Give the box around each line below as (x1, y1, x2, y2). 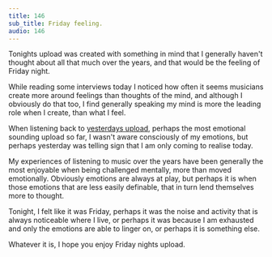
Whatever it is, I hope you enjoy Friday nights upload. (8, 240, 186, 250)
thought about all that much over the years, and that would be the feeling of (8, 58, 261, 67)
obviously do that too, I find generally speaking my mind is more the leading (8, 99, 261, 109)
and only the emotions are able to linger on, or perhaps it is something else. (8, 224, 261, 233)
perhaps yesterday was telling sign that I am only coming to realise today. (8, 141, 253, 151)
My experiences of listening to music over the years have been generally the (8, 156, 264, 166)
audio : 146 (8, 27, 45, 35)
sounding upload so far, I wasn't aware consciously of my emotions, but (8, 132, 249, 142)
